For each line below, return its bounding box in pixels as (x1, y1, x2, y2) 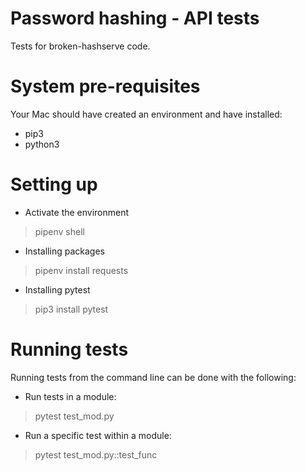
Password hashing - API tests (10, 7, 260, 30)
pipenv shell (34, 225, 85, 237)
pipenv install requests (34, 264, 129, 276)
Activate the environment (24, 206, 130, 218)
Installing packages (24, 245, 105, 257)
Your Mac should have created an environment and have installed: (10, 108, 283, 120)
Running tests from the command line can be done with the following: (10, 371, 297, 383)
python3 (24, 138, 60, 150)
